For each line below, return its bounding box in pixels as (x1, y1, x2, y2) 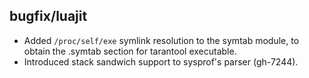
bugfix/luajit (9, 8, 88, 25)
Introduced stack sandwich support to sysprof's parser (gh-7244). (23, 55, 299, 68)
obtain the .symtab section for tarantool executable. (23, 45, 237, 57)
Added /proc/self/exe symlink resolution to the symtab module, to (23, 34, 300, 46)
